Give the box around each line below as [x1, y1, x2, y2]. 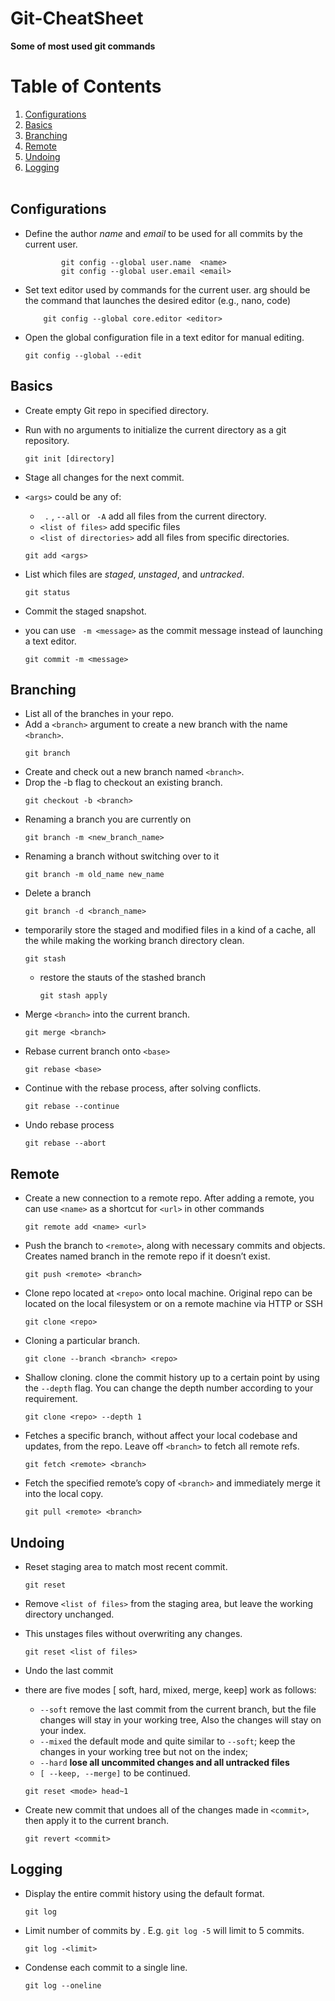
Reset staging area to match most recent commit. [24, 1560, 228, 1572]
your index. [39, 1724, 87, 1736]
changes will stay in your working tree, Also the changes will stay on [39, 1713, 322, 1726]
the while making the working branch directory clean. [24, 935, 245, 947]
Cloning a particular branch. [24, 1335, 141, 1347]
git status [24, 587, 71, 597]
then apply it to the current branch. [24, 1814, 169, 1826]
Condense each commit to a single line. [24, 1961, 188, 1973]
